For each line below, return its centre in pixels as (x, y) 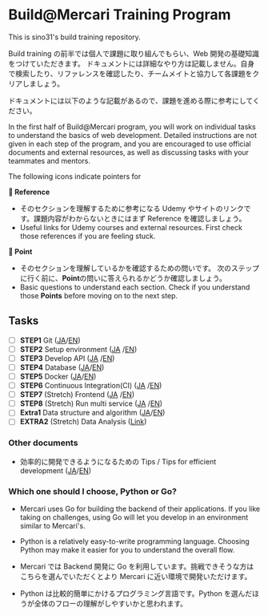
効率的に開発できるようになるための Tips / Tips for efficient (118, 461)
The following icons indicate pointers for (75, 176)
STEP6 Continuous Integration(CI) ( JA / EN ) (91, 386)
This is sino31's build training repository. (75, 37)
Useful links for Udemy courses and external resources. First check (131, 227)
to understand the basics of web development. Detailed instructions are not (133, 135)
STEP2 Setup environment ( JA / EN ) (78, 349)
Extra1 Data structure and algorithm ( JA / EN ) (92, 413)
